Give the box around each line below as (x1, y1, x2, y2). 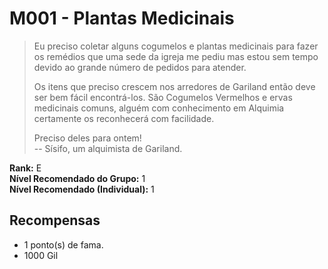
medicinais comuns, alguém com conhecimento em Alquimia (33, 102, 285, 114)
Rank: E (9, 162, 42, 174)
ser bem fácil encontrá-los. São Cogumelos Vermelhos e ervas (33, 91, 293, 103)
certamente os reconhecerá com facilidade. (33, 112, 215, 124)
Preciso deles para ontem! (33, 132, 142, 144)
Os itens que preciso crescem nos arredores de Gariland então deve (33, 80, 316, 92)
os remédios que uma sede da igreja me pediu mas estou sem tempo (33, 50, 319, 62)
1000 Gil (23, 249, 59, 261)
